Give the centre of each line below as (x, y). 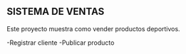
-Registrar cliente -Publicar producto (61, 43)
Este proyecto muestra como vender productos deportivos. (93, 28)
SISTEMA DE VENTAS (56, 12)
